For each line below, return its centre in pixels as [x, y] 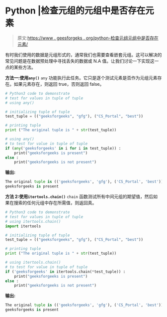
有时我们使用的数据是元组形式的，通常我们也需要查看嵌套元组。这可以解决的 [83, 55]
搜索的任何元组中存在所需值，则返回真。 [55, 203]
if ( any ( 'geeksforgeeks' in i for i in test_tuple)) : [63, 148]
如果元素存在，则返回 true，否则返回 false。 [59, 84]
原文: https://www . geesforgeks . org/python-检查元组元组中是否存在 [88, 38]
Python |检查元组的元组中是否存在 [75, 11]
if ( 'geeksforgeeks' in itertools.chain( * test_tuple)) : [65, 272]
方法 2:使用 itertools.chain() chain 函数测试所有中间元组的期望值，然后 [79, 197]
